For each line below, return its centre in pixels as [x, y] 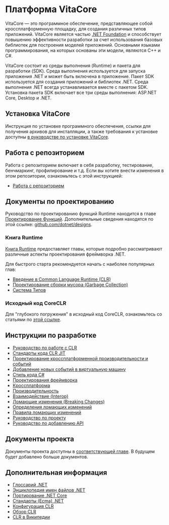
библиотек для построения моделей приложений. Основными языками [83, 45]
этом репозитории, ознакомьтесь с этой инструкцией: [64, 176]
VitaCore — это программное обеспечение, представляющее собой [79, 23]
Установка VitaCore [38, 114]
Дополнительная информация [56, 473]
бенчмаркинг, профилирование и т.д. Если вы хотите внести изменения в [84, 170]
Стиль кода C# [28, 374]
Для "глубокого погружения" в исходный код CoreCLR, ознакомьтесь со [84, 314]
